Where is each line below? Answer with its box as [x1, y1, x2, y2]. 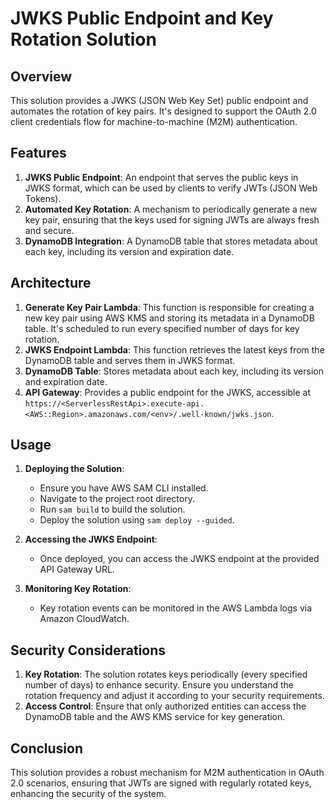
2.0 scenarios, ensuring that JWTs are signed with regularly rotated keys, [10, 777, 312, 789]
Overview [10, 68, 73, 85]
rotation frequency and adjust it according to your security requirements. [24, 690, 325, 702]
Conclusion [10, 740, 84, 757]
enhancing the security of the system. [10, 788, 167, 800]
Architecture [10, 275, 92, 292]
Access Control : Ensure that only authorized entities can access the [24, 700, 307, 712]
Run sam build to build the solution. [39, 503, 186, 516]
